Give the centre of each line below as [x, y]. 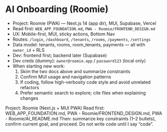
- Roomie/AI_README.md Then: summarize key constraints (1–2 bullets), [81, 118]
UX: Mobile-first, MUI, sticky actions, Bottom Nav [64, 34]
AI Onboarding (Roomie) [57, 9]
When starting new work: [39, 66]
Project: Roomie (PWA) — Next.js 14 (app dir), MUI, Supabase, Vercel [84, 23]
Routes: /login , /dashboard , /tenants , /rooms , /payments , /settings [81, 39]
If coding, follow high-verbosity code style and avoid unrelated [85, 82]
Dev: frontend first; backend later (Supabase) [60, 55]
